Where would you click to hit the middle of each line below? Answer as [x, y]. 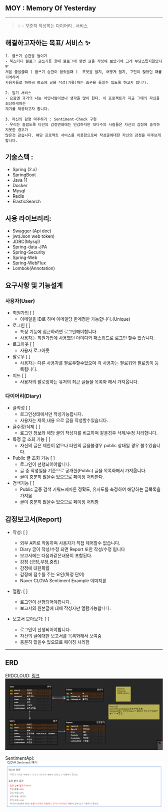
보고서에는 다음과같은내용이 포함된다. [56, 556]
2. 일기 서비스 [18, 93]
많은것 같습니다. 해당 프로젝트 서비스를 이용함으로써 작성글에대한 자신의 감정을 [75, 135]
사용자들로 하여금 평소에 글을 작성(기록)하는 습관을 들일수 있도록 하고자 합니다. [77, 82]
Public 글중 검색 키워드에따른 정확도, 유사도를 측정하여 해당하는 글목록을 [90, 489]
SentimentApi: [20, 758]
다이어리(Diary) [23, 396]
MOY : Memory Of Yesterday [51, 8]
